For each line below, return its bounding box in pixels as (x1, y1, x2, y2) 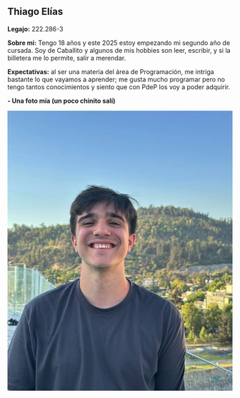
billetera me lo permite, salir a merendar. (7, 53, 126, 62)
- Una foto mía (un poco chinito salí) (7, 96, 116, 105)
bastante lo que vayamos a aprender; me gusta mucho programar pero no (7, 75, 225, 83)
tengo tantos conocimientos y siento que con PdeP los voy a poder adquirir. (7, 82, 231, 91)
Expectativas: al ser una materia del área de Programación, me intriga (7, 67, 214, 76)
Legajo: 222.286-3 (7, 24, 64, 33)
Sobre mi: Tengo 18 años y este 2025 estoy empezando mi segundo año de (7, 39, 231, 47)
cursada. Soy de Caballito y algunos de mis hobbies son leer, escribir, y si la (7, 46, 231, 54)
